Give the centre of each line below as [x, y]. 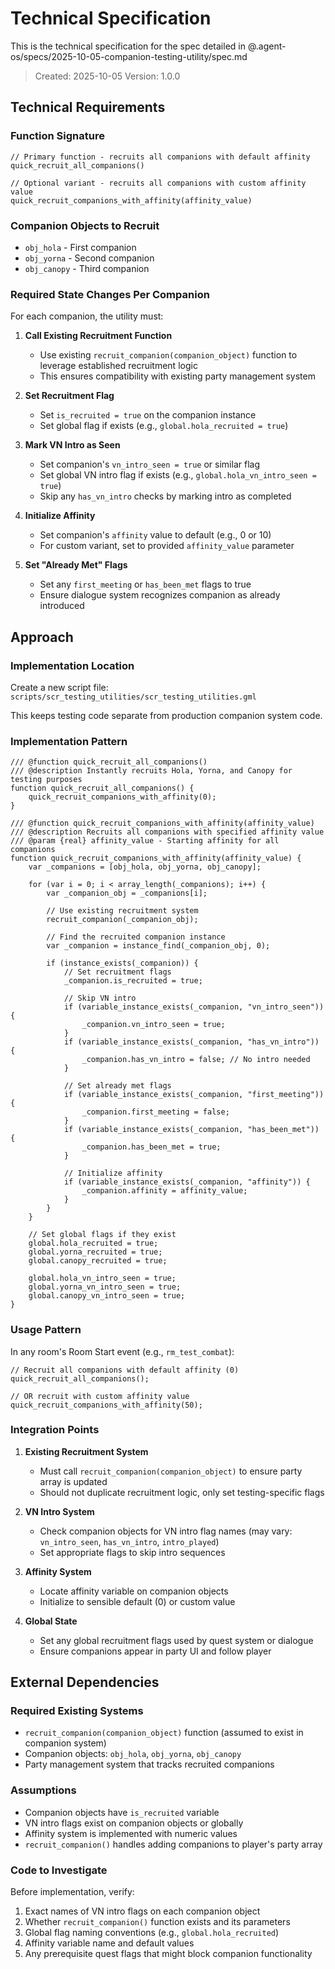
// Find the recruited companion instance [136, 937]
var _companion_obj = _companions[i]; [127, 893]
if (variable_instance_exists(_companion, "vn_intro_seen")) [194, 1007]
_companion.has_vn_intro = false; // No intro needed [196, 1060]
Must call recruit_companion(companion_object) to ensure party [171, 1471]
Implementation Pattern [69, 741]
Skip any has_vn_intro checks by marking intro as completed [165, 496]
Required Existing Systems [77, 1711]
